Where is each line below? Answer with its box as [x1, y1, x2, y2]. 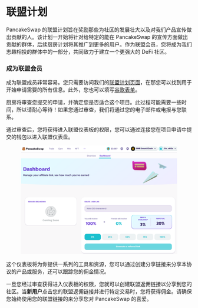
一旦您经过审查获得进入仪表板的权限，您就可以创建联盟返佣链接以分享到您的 [6, 280, 192, 287]
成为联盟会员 [6, 64, 43, 73]
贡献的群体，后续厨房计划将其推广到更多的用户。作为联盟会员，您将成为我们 [6, 41, 192, 48]
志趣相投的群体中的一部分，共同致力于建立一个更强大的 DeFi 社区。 [6, 48, 170, 55]
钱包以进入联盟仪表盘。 [16, 133, 74, 140]
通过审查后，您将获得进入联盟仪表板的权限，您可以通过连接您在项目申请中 [6, 126, 187, 133]
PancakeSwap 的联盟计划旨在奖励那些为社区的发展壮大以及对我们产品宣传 [6, 26, 187, 33]
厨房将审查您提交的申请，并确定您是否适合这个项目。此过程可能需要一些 [6, 99, 181, 106]
